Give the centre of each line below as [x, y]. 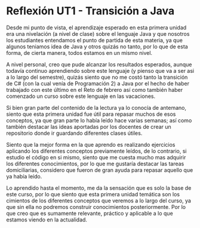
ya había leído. [24, 176]
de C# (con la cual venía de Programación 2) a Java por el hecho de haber [98, 83]
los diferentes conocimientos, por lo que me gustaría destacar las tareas [95, 164]
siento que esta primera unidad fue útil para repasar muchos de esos [91, 114]
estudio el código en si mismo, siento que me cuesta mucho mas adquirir [96, 157]
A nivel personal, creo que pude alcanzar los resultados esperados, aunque [99, 64]
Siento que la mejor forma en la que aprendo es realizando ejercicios [91, 144]
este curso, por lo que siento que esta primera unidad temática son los [93, 194]
